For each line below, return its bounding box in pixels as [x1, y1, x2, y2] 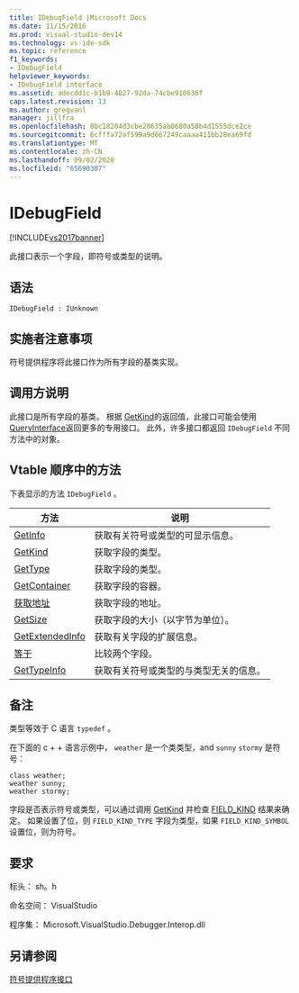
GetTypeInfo [14, 664, 67, 676]
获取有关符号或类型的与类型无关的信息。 [94, 664, 266, 676]
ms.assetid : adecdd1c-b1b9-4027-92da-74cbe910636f [9, 88, 204, 97]
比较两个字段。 [94, 647, 158, 660]
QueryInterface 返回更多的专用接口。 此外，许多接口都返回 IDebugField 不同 [9, 422, 291, 433]
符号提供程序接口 [9, 974, 73, 984]
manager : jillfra [9, 113, 75, 122]
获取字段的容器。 [94, 580, 167, 592]
